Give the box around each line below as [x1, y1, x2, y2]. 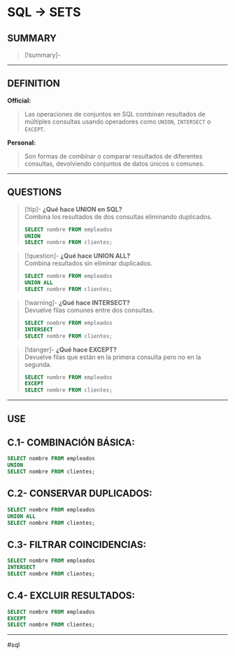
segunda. [24, 360, 52, 368]
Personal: [7, 138, 36, 147]
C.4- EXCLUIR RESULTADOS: [7, 590, 135, 602]
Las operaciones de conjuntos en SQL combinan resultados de [24, 109, 206, 118]
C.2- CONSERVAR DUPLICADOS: [7, 488, 152, 500]
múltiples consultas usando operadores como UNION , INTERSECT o [24, 117, 211, 126]
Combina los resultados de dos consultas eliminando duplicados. [24, 212, 213, 221]
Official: [7, 96, 31, 105]
